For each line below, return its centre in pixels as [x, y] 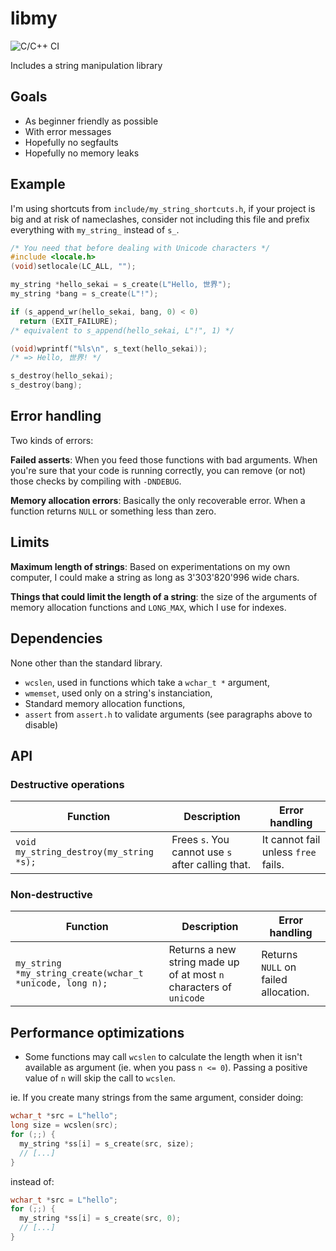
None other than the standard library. [86, 663]
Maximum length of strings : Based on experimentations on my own [150, 566]
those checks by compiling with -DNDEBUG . [96, 481]
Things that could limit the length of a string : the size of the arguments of [164, 596]
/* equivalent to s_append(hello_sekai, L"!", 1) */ [122, 330]
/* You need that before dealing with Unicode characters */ [140, 248]
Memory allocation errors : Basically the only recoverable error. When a [158, 500]
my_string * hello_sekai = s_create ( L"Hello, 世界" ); [121, 285]
